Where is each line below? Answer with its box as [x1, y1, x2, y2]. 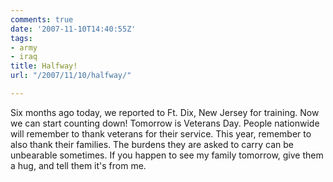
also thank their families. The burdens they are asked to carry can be [10, 138, 294, 150]
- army [10, 42, 38, 53]
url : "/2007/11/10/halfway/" [10, 71, 132, 81]
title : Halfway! [10, 61, 78, 71]
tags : [10, 33, 33, 43]
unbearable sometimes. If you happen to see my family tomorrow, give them [10, 149, 324, 161]
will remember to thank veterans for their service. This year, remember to [10, 127, 312, 140]
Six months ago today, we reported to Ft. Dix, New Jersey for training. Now [10, 106, 320, 118]
